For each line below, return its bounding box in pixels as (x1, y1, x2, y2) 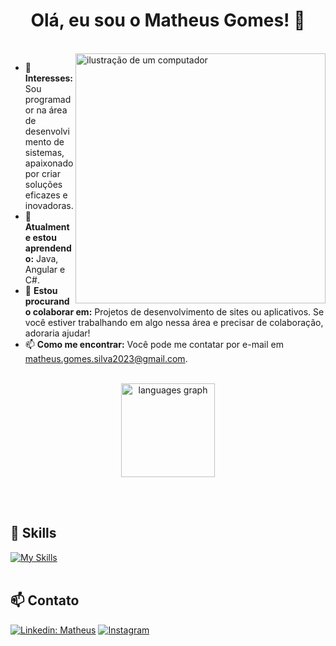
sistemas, (24, 146, 65, 158)
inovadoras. (24, 199, 74, 211)
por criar (24, 167, 61, 179)
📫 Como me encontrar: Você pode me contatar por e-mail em (24, 338, 284, 350)
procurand (24, 295, 70, 307)
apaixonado (24, 157, 74, 169)
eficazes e (24, 189, 68, 201)
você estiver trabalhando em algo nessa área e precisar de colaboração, (24, 316, 324, 328)
